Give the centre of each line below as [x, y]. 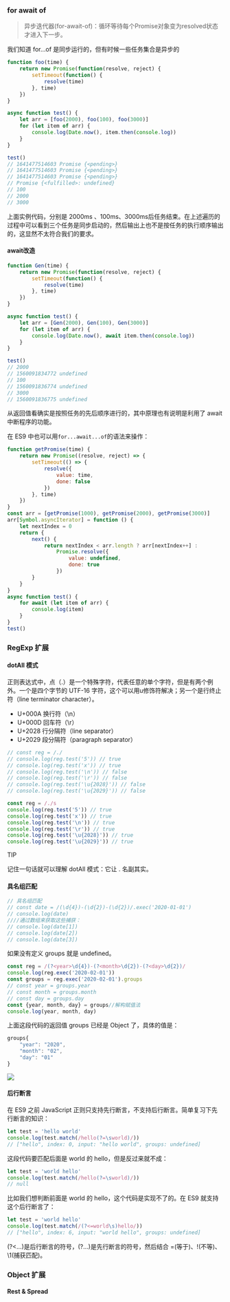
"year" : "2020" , [43, 1045]
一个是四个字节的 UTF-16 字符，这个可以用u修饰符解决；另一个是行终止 [120, 690]
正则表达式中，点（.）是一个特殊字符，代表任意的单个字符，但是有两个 [107, 682]
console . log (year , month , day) [52, 1011]
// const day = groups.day [46, 999]
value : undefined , [95, 558]
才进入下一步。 [45, 35]
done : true [84, 565]
